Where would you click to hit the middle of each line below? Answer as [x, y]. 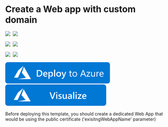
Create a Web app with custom [70, 9]
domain [21, 20]
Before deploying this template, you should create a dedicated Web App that [84, 113]
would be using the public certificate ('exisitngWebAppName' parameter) [81, 119]
